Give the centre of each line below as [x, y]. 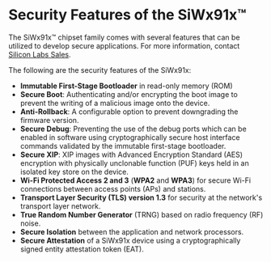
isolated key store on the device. [74, 171]
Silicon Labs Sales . [40, 54]
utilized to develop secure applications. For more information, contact [124, 45]
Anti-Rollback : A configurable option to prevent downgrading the [129, 112]
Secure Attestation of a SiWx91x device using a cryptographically [130, 240]
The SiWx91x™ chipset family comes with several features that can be [124, 37]
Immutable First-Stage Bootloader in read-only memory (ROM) [126, 86]
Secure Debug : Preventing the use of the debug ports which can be [133, 129]
